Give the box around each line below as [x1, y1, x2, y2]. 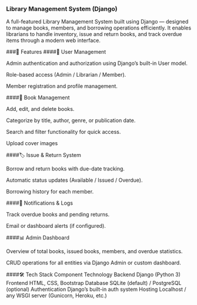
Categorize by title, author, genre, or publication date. [6, 117, 136, 124]
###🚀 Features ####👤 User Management [6, 48, 106, 55]
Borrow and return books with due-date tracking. [6, 165, 125, 172]
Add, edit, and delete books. [6, 106, 75, 113]
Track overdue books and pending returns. [6, 211, 110, 218]
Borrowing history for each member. [6, 188, 94, 195]
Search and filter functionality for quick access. [6, 129, 121, 136]
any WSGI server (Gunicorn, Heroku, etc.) [6, 292, 107, 299]
